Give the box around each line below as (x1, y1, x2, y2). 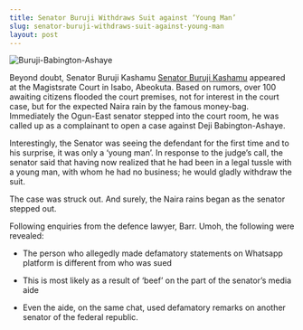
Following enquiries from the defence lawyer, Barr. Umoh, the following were (9, 221, 295, 231)
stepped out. (9, 203, 57, 214)
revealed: (9, 231, 44, 241)
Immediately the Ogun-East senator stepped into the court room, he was (9, 110, 279, 122)
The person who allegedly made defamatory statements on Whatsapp (22, 248, 283, 259)
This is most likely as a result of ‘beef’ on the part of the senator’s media (22, 275, 292, 286)
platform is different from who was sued (22, 258, 172, 269)
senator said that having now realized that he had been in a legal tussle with (9, 157, 292, 168)
